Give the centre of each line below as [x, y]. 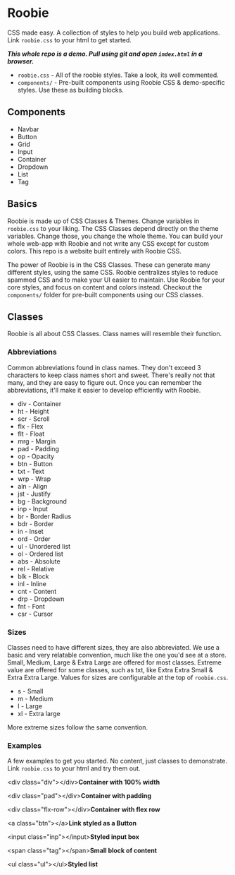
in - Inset [30, 531]
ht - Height [33, 411]
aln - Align [32, 486]
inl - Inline [32, 583]
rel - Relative [36, 569]
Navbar [28, 129]
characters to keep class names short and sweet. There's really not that [111, 375]
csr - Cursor [35, 614]
